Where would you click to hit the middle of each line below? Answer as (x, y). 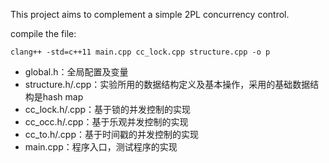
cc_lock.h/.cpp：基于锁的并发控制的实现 (108, 109)
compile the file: (43, 33)
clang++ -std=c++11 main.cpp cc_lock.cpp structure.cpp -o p (140, 52)
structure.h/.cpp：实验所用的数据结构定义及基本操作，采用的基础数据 (167, 84)
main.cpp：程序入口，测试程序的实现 (101, 147)
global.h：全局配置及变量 (76, 72)
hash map (63, 97)
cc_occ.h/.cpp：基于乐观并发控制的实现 (106, 122)
